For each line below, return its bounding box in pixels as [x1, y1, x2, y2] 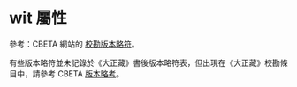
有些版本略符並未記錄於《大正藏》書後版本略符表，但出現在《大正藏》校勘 [9, 57, 280, 68]
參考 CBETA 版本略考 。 [39, 68, 125, 79]
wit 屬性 [9, 8, 68, 28]
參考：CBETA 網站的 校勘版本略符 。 [9, 39, 140, 49]
